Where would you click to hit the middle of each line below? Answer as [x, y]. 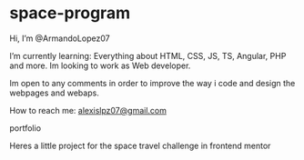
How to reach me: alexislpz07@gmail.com [88, 110]
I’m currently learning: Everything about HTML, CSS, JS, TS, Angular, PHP [148, 55]
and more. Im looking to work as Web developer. [100, 65]
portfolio [25, 128]
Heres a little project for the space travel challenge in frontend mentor [140, 145]
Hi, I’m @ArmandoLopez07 [60, 38]
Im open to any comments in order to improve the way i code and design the [152, 83]
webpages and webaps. [55, 93]
